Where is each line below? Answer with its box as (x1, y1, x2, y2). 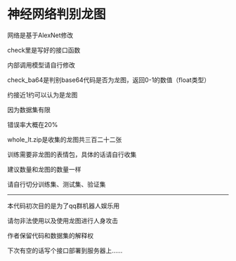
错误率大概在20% (7, 120, 58, 128)
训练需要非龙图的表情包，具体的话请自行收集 (7, 150, 137, 159)
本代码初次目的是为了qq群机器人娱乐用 (7, 201, 120, 210)
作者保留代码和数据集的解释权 (7, 231, 93, 239)
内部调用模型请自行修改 (7, 60, 75, 69)
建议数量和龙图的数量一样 (7, 165, 81, 173)
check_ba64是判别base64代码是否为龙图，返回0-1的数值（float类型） (7, 75, 211, 84)
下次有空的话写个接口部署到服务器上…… (7, 246, 123, 255)
